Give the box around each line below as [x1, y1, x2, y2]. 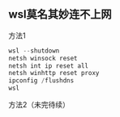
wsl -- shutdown [8, 47, 60, 55]
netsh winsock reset [8, 54, 79, 62]
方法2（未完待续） [8, 100, 71, 110]
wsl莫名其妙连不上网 [8, 7, 112, 22]
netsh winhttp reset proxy [8, 69, 100, 77]
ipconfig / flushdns [8, 77, 75, 85]
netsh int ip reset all [8, 61, 89, 70]
